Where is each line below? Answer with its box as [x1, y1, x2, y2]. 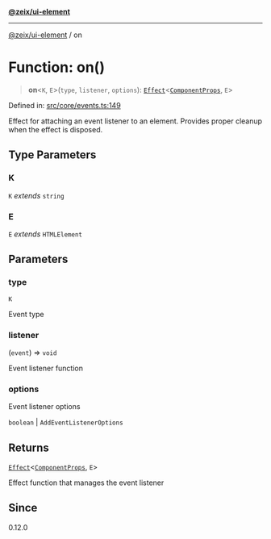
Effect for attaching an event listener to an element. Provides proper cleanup [8, 116, 263, 126]
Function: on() [8, 58, 105, 77]
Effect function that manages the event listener [8, 478, 165, 487]
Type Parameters [8, 148, 97, 162]
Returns [8, 441, 50, 454]
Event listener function [8, 363, 83, 373]
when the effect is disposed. [8, 124, 103, 134]
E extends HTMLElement [8, 229, 83, 239]
